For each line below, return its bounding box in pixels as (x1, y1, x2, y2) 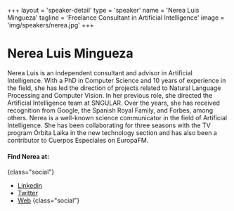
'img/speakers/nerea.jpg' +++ (7, 21, 94, 29)
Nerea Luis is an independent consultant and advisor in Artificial (7, 68, 193, 77)
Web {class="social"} (17, 196, 80, 205)
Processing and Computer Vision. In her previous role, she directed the (7, 91, 213, 99)
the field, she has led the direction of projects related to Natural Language (7, 84, 221, 92)
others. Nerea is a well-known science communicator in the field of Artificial (7, 113, 228, 122)
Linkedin (17, 181, 43, 190)
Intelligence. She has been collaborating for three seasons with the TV (7, 121, 211, 129)
